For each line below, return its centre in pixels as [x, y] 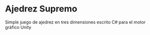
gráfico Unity [18, 27]
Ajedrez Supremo [41, 9]
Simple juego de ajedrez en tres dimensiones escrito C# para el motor [75, 22]
